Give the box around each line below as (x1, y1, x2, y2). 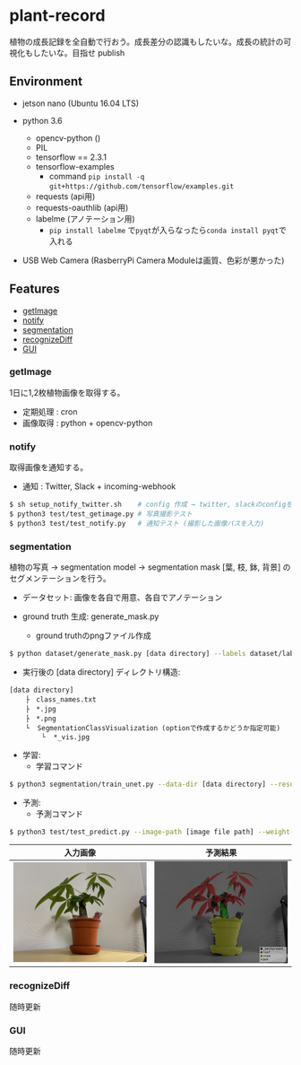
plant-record (9, 5, 106, 26)
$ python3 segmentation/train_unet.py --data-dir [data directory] (9, 780, 267, 789)
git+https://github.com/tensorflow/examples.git (48, 181, 235, 191)
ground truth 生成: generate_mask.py (21, 611, 159, 622)
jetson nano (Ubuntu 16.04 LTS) (21, 98, 140, 109)
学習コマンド (35, 760, 83, 772)
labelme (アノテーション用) (35, 213, 136, 224)
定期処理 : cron (21, 406, 78, 417)
